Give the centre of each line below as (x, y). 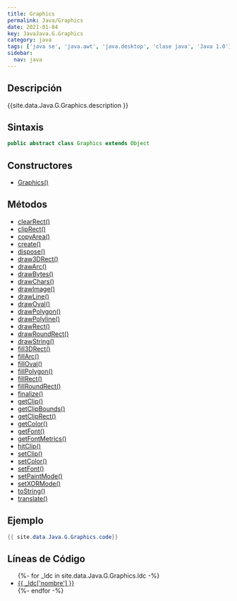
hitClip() (29, 446)
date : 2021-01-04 (33, 27)
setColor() (32, 461)
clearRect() (34, 221)
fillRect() (30, 378)
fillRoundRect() (39, 386)
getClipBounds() (41, 409)
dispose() (31, 252)
